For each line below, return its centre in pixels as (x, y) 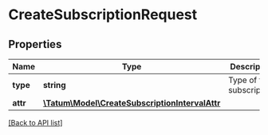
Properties (35, 44)
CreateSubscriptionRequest (103, 15)
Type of (243, 80)
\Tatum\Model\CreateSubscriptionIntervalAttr (132, 103)
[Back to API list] (35, 123)
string (54, 85)
